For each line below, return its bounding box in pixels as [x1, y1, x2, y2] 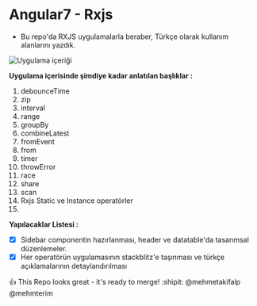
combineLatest [20, 128, 70, 138]
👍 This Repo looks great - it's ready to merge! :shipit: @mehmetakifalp [9, 277, 241, 287]
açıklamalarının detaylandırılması [20, 262, 128, 271]
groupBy [20, 120, 49, 129]
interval [20, 103, 46, 113]
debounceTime [20, 86, 70, 96]
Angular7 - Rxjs [9, 6, 113, 24]
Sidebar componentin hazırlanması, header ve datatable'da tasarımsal [20, 235, 249, 244]
